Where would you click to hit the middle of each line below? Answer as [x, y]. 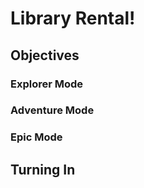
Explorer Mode [47, 84]
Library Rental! [73, 18]
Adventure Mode [52, 110]
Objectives [45, 55]
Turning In [43, 169]
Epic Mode [36, 137]
